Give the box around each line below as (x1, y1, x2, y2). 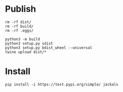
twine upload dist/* (5, 49, 47, 54)
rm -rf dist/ (5, 20, 32, 24)
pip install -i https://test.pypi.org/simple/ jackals (5, 82, 119, 87)
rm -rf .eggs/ (5, 28, 34, 33)
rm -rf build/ (5, 23, 34, 29)
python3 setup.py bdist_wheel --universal (5, 45, 92, 50)
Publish (5, 3, 36, 15)
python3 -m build (5, 37, 40, 42)
